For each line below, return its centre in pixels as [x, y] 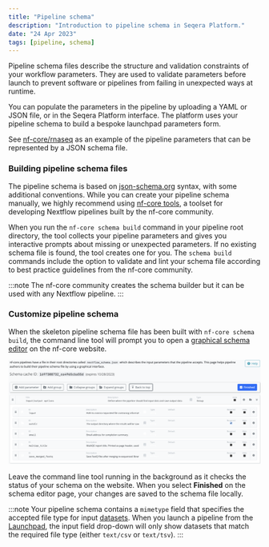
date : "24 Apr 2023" [43, 34]
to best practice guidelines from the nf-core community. [101, 270]
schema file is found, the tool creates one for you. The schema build [120, 253]
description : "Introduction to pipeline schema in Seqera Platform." [127, 25]
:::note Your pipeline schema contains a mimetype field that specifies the [126, 509]
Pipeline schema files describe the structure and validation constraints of [129, 66]
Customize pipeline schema [63, 314]
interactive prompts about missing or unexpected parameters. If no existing [132, 244]
